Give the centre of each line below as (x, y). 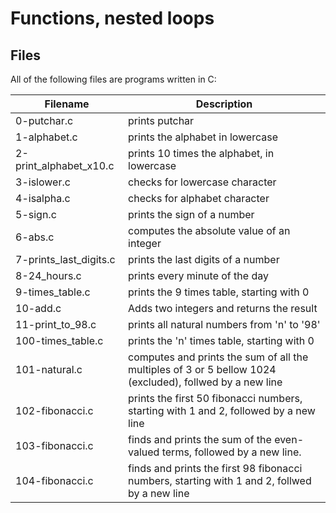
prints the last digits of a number (204, 259)
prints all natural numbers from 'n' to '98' (224, 324)
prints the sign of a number (191, 214)
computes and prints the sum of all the (218, 357)
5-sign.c (36, 214)
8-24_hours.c (48, 275)
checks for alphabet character (199, 198)
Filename (67, 104)
